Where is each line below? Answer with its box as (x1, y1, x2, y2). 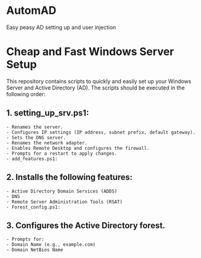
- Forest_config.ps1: (6, 204, 61, 210)
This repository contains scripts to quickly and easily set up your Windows (6, 77, 191, 85)
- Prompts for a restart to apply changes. (6, 150, 118, 156)
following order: (6, 90, 46, 97)
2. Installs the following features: (6, 172, 133, 182)
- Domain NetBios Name (6, 247, 63, 253)
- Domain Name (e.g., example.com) (6, 242, 96, 248)
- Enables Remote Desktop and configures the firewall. (6, 145, 150, 151)
